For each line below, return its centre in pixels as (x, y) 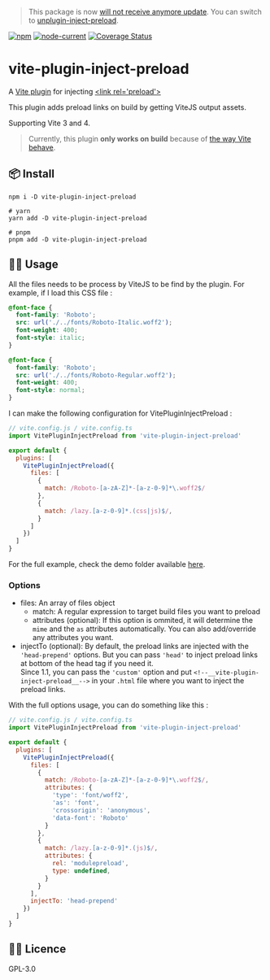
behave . (42, 147)
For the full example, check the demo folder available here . (107, 564)
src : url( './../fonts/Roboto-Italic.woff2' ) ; (94, 323)
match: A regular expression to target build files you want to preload (146, 612)
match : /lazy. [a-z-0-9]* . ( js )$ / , (101, 848)
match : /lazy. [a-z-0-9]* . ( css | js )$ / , (109, 511)
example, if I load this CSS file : (61, 293)
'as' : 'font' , (76, 803)
